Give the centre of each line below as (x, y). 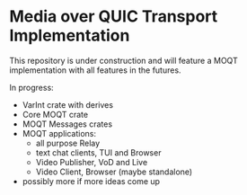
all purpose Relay (68, 143)
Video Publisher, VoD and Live (92, 162)
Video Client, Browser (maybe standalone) (114, 172)
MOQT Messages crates (67, 124)
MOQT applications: (59, 133)
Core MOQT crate (55, 114)
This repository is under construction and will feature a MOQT (123, 60)
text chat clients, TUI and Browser (98, 152)
